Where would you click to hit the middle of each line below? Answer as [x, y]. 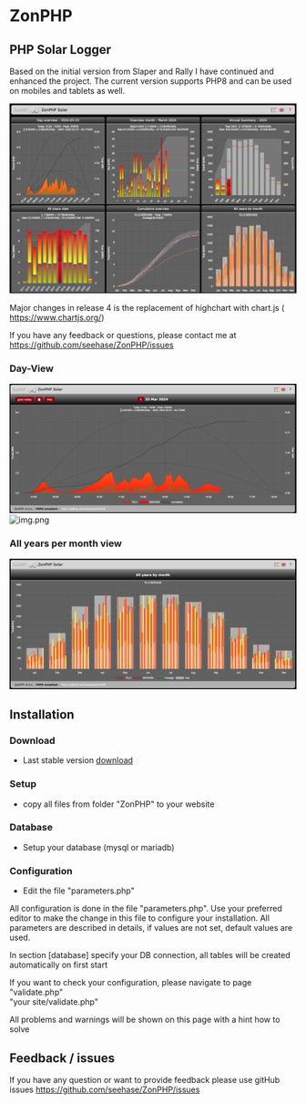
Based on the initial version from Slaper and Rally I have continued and [142, 71]
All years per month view [66, 543]
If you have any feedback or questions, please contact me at [123, 335]
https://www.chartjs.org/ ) [57, 318]
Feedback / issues [62, 1058]
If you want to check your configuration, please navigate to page [131, 983]
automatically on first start [59, 965]
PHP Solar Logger [61, 50]
